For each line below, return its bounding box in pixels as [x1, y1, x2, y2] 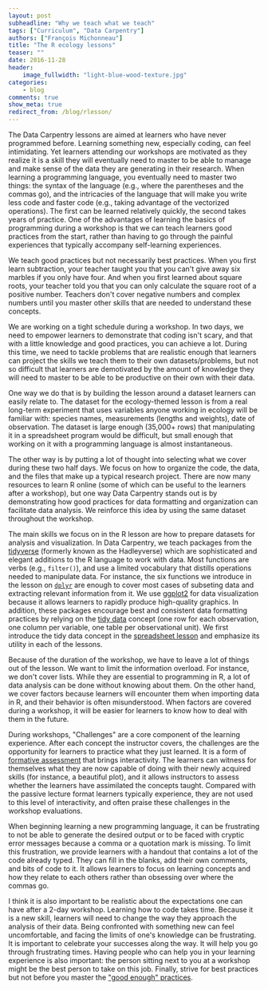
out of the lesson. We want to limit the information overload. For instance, [8, 664, 250, 672]
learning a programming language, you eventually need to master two [8, 172, 237, 182]
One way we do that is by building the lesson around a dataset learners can [8, 389, 257, 397]
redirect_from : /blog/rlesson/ [8, 108, 112, 116]
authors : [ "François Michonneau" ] [8, 34, 124, 42]
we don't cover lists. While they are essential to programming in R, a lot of [8, 672, 250, 681]
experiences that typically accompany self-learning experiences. [8, 240, 222, 250]
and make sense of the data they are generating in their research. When [8, 164, 245, 173]
